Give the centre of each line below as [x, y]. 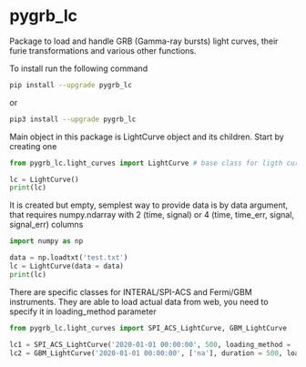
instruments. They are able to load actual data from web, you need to [139, 301]
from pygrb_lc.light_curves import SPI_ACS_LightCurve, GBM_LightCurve [148, 328]
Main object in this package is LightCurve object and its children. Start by [147, 137]
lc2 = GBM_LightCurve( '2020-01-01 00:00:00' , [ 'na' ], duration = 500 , [146, 353]
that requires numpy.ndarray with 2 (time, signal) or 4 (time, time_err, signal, [152, 215]
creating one [33, 146]
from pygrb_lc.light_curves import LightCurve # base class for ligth [146, 163]
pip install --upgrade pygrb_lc [71, 85]
